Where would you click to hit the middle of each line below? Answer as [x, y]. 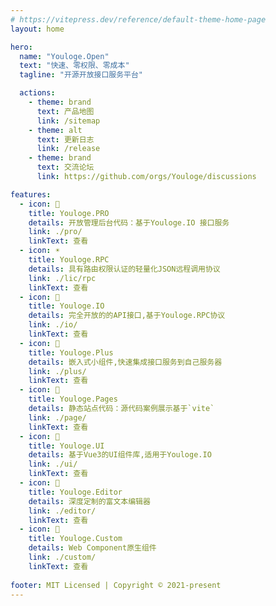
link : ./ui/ [53, 464]
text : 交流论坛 [65, 167]
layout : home [37, 29]
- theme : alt [55, 130]
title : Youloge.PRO [69, 213]
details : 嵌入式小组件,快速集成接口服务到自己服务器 [125, 362]
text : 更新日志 [65, 139]
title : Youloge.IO [66, 306]
